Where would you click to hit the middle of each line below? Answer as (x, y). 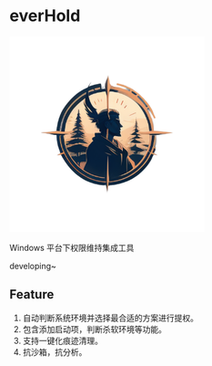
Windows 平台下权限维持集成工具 (72, 247)
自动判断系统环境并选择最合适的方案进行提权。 (110, 318)
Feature (32, 294)
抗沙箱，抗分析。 (55, 351)
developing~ (33, 266)
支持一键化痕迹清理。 (62, 340)
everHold (45, 16)
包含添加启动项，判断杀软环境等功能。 (94, 329)
